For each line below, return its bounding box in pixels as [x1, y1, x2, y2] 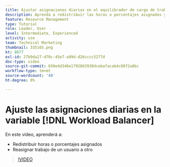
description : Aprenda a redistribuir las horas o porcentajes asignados [5, 12, 162, 17]
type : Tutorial [5, 21, 37, 27]
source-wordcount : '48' [5, 73, 56, 78]
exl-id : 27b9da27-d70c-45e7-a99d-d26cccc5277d [5, 54, 105, 60]
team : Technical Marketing [5, 40, 62, 45]
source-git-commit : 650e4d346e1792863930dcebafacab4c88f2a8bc [5, 64, 139, 69]
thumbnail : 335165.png [5, 45, 53, 50]
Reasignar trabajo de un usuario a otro [12, 146, 93, 152]
